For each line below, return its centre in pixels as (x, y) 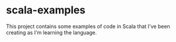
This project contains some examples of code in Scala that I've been (88, 26)
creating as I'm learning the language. (52, 32)
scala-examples (46, 10)
